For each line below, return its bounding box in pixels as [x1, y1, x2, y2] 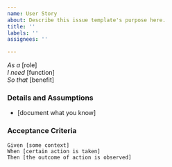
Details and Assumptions [7, 93, 94, 103]
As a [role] [7, 61, 37, 69]
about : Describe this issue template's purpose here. [7, 17, 166, 24]
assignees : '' [7, 36, 49, 43]
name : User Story [7, 10, 58, 17]
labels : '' [7, 29, 39, 37]
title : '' [7, 23, 36, 30]
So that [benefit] [7, 76, 54, 84]
